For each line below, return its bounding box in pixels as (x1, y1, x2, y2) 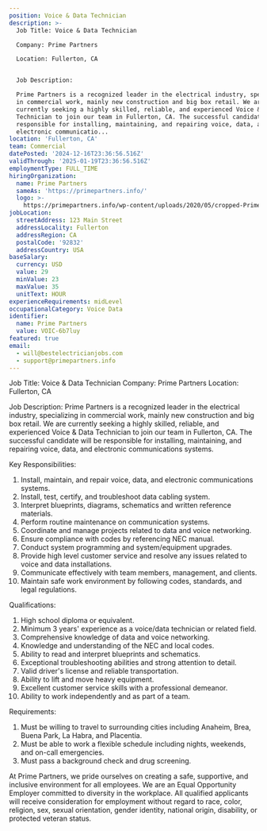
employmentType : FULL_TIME (9, 164, 98, 172)
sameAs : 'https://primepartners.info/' (16, 187, 148, 195)
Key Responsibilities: (9, 460, 77, 470)
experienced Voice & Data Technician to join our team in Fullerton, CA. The (9, 427, 253, 437)
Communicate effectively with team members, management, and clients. (20, 568, 257, 578)
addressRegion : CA (16, 231, 78, 239)
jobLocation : (9, 209, 52, 217)
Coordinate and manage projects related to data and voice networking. (20, 526, 252, 535)
